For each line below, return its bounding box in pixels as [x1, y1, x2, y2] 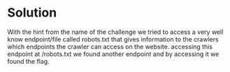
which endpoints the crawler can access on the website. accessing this [7, 42, 213, 51]
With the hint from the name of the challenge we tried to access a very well [7, 28, 224, 36]
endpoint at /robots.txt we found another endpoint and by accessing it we [7, 50, 220, 58]
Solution [7, 5, 57, 21]
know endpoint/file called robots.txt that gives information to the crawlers [7, 35, 219, 43]
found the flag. [7, 57, 50, 65]
